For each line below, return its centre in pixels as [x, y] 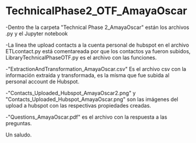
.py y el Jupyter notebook [37, 33]
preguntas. [19, 123]
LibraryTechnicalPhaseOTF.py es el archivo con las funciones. [81, 57]
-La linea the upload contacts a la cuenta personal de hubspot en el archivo [97, 45]
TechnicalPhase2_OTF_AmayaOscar [96, 11]
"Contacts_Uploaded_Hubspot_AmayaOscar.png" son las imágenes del [92, 99]
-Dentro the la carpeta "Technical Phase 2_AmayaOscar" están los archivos [97, 27]
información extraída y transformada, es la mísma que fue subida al [87, 75]
